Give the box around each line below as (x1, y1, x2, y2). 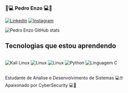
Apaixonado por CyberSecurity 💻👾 (5, 82, 77, 88)
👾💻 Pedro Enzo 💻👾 (5, 4, 53, 11)
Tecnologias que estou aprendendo (5, 41, 117, 50)
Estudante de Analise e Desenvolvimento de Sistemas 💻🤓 (5, 75, 123, 81)
